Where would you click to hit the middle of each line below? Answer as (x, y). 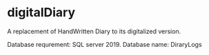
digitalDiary (41, 13)
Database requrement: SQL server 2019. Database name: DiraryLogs (104, 44)
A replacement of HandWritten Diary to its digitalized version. (94, 31)
